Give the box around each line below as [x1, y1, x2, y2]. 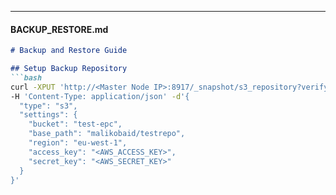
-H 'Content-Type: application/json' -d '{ [10, 91, 190, 101]
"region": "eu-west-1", [28, 138, 128, 148]
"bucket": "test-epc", [28, 119, 123, 130]
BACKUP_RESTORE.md [10, 23, 109, 35]
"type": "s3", [19, 101, 78, 111]
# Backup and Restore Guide [10, 46, 128, 56]
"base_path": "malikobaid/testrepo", [28, 129, 186, 139]
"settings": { [19, 110, 78, 120]
